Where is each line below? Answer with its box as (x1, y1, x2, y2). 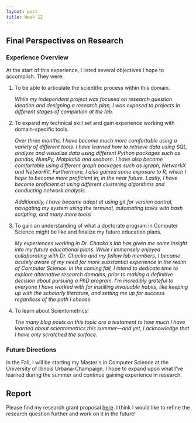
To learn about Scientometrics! (14, 307, 89, 314)
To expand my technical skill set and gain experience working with (14, 120, 175, 127)
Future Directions (6, 346, 57, 354)
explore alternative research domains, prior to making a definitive (14, 271, 174, 278)
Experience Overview (6, 53, 69, 62)
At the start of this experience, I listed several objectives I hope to (6, 67, 164, 74)
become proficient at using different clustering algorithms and (14, 181, 165, 188)
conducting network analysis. (14, 187, 87, 194)
